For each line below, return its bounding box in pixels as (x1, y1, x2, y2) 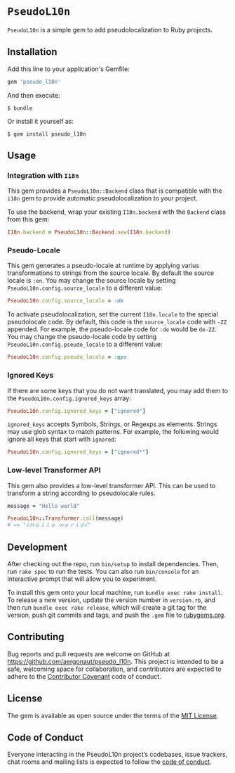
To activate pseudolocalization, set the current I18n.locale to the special (7, 310, 219, 319)
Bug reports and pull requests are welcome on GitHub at (7, 649, 170, 658)
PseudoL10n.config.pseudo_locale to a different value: (7, 340, 163, 349)
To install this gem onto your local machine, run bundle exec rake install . (7, 589, 223, 597)
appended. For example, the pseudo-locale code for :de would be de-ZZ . (7, 325, 217, 333)
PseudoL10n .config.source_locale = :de (7, 298, 124, 305)
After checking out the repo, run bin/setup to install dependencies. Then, (7, 560, 219, 568)
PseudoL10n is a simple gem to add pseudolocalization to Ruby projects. (7, 25, 213, 34)
